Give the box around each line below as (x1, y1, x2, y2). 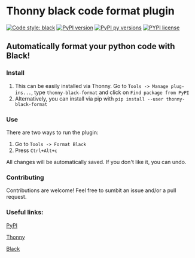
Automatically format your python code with (6, 41, 175, 51)
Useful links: (6, 208, 44, 217)
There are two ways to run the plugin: (6, 129, 99, 136)
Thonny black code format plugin (6, 4, 175, 18)
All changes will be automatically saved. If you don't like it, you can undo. (6, 158, 187, 165)
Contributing (6, 173, 44, 181)
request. (6, 193, 27, 201)
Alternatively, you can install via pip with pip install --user (14, 95, 164, 102)
